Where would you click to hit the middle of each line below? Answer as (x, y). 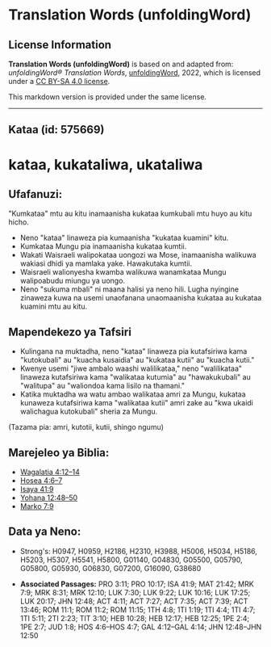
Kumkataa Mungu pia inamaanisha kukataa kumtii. (103, 246)
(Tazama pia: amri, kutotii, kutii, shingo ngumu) (86, 427)
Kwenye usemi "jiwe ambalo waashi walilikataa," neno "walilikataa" (131, 368)
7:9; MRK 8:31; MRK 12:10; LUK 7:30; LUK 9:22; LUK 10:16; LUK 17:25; (135, 592)
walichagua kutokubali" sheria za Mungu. (89, 412)
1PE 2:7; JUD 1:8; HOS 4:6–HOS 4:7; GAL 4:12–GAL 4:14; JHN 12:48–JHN (141, 627)
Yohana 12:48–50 (49, 498)
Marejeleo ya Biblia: (59, 453)
